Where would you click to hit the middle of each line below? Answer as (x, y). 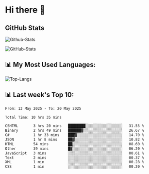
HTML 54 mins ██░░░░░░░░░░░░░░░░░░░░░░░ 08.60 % (75, 144)
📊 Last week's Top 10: (40, 95)
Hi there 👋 (25, 10)
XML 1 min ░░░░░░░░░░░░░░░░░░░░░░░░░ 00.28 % (75, 162)
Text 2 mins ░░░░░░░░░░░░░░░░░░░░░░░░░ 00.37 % (75, 157)
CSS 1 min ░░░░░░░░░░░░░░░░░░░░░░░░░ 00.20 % (75, 167)
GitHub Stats (25, 28)
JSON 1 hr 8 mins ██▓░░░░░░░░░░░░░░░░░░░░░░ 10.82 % (75, 139)
